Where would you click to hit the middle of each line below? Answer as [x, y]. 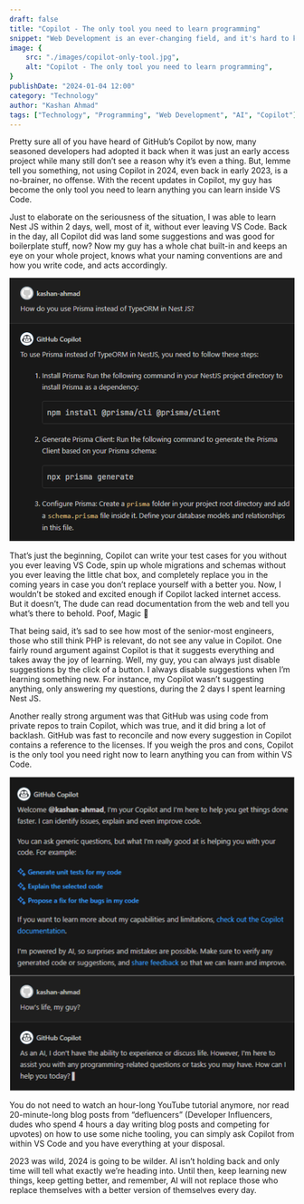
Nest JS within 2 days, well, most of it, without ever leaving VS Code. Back [148, 227]
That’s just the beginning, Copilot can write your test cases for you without [148, 556]
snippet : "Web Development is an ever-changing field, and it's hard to [149, 38]
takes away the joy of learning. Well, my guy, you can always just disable [145, 660]
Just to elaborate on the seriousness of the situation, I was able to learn [143, 217]
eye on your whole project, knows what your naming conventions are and [146, 256]
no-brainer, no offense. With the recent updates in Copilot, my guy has [141, 181]
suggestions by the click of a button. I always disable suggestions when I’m [150, 670]
